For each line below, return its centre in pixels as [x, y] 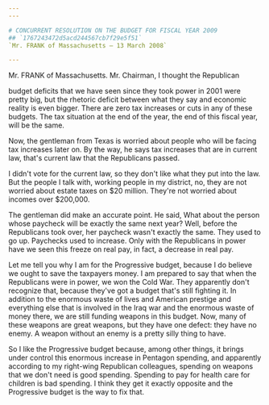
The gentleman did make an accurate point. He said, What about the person [134, 215]
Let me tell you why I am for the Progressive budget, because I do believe [130, 265]
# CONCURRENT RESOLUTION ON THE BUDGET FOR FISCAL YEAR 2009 [113, 30]
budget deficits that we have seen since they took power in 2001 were [125, 91]
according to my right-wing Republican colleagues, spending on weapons [131, 366]
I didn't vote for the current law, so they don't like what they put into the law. [134, 173]
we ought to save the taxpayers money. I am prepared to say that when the [132, 273]
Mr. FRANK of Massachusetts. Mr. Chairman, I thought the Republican [124, 75]
